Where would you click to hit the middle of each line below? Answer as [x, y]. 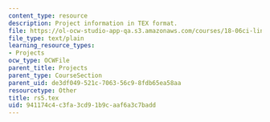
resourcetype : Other [43, 90]
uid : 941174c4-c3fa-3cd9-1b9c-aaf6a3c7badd [82, 105]
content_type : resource [48, 16]
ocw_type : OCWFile [39, 61]
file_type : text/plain [46, 38]
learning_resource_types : [51, 46]
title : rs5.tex [34, 98]
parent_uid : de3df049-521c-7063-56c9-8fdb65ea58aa [95, 83]
